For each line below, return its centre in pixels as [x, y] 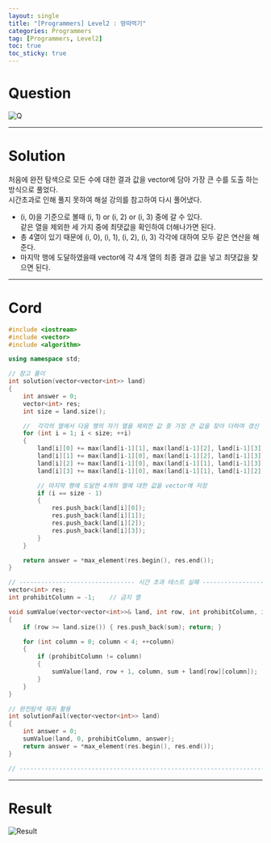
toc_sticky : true [38, 53]
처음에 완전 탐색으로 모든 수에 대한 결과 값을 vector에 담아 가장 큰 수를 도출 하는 [134, 179]
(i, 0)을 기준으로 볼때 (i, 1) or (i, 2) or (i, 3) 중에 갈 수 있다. [111, 217]
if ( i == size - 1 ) [70, 493]
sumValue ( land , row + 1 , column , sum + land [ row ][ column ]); [154, 672]
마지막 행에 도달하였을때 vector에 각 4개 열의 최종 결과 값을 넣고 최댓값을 [135, 257]
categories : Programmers [50, 31]
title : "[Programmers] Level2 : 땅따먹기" [77, 23]
